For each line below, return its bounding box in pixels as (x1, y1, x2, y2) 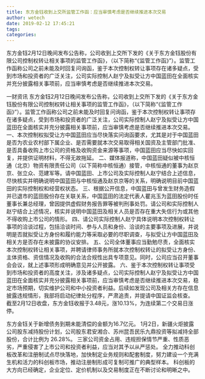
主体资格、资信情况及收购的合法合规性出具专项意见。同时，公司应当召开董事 (6, 253, 199, 261)
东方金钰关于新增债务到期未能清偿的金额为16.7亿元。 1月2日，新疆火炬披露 (6, 320, 194, 328)
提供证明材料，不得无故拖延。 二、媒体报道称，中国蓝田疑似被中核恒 (22, 154, 195, 162)
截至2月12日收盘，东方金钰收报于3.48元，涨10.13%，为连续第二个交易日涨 (6, 299, 193, 307)
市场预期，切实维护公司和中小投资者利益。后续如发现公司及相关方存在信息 (11, 284, 199, 291)
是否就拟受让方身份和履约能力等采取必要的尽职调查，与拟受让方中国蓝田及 (11, 231, 199, 238)
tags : (6, 26, 20, 32)
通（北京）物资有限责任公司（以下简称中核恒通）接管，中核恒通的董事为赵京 (6, 162, 199, 169)
